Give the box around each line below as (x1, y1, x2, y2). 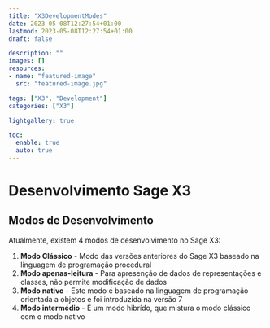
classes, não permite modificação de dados (20, 277, 168, 286)
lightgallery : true (8, 116, 75, 125)
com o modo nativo (20, 311, 85, 321)
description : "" (8, 50, 63, 58)
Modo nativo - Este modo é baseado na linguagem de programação (20, 286, 249, 295)
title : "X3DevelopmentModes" (8, 11, 107, 20)
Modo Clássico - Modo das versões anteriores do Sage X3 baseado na (20, 251, 259, 260)
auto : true (15, 147, 53, 155)
